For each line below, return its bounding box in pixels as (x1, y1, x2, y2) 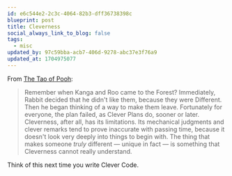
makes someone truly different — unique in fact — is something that (24, 140, 220, 148)
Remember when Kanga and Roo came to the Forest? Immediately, (24, 88, 216, 96)
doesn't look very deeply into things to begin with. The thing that (24, 132, 210, 141)
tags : (7, 36, 23, 43)
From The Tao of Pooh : (7, 74, 73, 83)
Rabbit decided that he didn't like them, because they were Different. (24, 95, 222, 104)
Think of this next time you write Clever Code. (7, 161, 139, 169)
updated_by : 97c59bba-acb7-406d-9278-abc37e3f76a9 (7, 49, 157, 56)
